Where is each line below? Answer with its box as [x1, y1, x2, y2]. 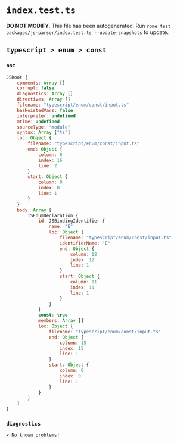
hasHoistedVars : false [17, 107, 73, 113]
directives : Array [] [17, 96, 70, 102]
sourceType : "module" [17, 124, 70, 130]
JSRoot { [6, 74, 28, 80]
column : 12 [70, 251, 97, 257]
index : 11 [70, 284, 95, 290]
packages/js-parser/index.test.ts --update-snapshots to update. [6, 29, 169, 36]
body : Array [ [17, 207, 52, 213]
